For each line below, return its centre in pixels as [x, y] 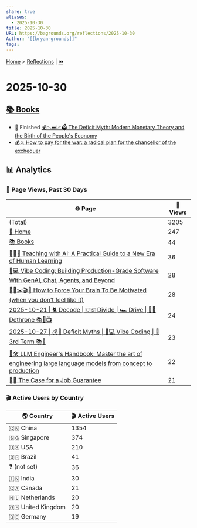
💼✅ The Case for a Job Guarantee [55, 380]
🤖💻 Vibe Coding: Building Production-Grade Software [84, 270]
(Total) [18, 222]
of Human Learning [36, 260]
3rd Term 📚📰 [28, 342]
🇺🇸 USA [21, 447]
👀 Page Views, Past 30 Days [47, 190]
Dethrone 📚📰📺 [31, 319]
